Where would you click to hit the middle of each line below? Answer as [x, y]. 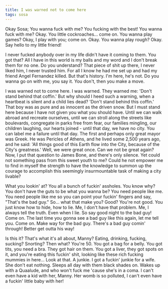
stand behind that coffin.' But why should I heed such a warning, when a [80, 96]
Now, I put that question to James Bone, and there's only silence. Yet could [83, 155]
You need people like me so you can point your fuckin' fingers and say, [78, 197]
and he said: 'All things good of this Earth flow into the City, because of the [82, 144]
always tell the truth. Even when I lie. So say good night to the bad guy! [78, 212]
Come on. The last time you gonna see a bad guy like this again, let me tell [82, 218]
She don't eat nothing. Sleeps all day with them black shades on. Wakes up [83, 265]
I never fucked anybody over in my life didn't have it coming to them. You [81, 54]
